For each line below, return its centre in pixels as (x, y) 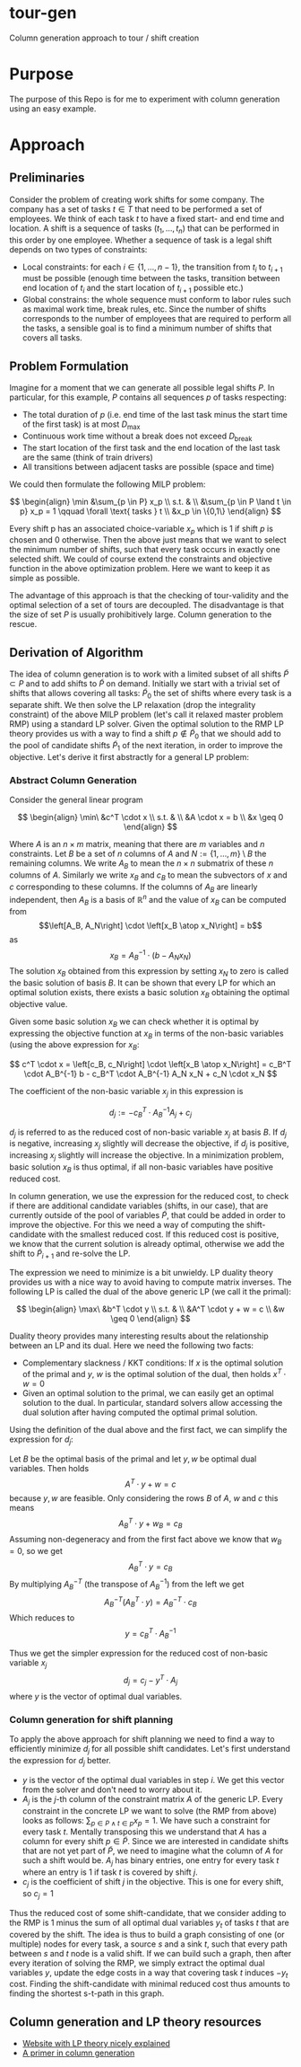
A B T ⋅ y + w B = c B (150, 1524)
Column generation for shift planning (91, 1719)
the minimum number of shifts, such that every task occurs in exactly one (145, 550)
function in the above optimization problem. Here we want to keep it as (140, 569)
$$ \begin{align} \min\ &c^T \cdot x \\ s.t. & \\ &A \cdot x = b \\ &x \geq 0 (150, 817)
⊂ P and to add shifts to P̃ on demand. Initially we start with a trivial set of (145, 684)
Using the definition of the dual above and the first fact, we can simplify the (148, 1430)
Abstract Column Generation (73, 780)
